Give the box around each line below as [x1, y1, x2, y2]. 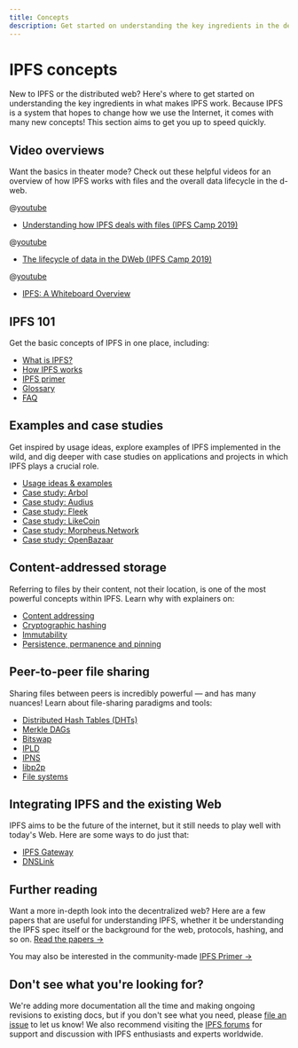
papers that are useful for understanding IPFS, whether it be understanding [9, 915, 284, 926]
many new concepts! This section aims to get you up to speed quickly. [9, 117, 267, 128]
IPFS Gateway [21, 847, 74, 857]
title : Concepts [9, 12, 69, 22]
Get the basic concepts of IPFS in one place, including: [9, 338, 210, 349]
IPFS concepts [9, 59, 118, 80]
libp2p [21, 761, 46, 772]
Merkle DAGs [21, 724, 71, 735]
